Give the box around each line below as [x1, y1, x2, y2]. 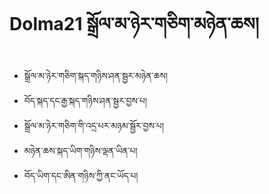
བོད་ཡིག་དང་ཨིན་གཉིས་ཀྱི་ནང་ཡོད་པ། [23, 169, 139, 181]
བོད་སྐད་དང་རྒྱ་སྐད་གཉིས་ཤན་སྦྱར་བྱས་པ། [23, 94, 148, 106]
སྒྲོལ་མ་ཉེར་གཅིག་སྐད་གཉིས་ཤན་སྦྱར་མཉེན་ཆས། [23, 69, 169, 81]
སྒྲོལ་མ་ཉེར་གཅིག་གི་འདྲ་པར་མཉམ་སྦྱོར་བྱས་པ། [23, 119, 165, 131]
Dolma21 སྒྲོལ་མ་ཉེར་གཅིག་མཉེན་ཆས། [9, 13, 259, 36]
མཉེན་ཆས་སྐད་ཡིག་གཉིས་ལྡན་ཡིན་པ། [23, 144, 138, 156]
